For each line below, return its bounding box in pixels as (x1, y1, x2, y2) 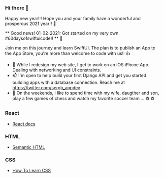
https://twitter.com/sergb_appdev (12, 85, 80, 91)
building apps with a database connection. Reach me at (12, 79, 125, 85)
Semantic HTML (12, 144, 45, 150)
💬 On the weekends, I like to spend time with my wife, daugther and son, (12, 90, 159, 96)
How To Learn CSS (12, 168, 51, 174)
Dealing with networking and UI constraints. (12, 67, 101, 73)
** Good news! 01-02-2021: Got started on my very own (5, 30, 119, 36)
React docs (12, 121, 35, 127)
